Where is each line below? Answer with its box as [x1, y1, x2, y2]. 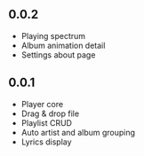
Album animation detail [20, 40, 106, 51]
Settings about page [20, 49, 96, 60]
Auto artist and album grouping [20, 127, 135, 137]
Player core [20, 98, 64, 109]
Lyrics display [20, 136, 72, 147]
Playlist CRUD [20, 117, 73, 128]
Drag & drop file [20, 108, 80, 119]
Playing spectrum [20, 30, 86, 41]
